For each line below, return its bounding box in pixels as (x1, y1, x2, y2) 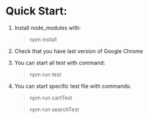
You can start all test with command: (14, 59, 106, 66)
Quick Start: (5, 4, 68, 18)
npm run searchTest (29, 105, 80, 113)
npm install (29, 36, 57, 43)
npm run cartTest (29, 94, 73, 101)
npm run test (29, 70, 62, 78)
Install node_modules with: (14, 24, 81, 31)
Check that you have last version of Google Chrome (14, 47, 143, 55)
